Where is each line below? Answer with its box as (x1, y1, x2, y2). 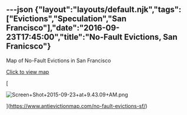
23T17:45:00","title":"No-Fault (6, 32, 122, 42)
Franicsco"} (6, 41, 51, 52)
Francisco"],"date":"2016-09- (6, 23, 120, 33)
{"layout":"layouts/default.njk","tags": (34, 5, 182, 15)
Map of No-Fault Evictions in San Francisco (6, 57, 111, 64)
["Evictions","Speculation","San (6, 14, 126, 24)
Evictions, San (123, 32, 178, 42)
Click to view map (6, 68, 49, 75)
